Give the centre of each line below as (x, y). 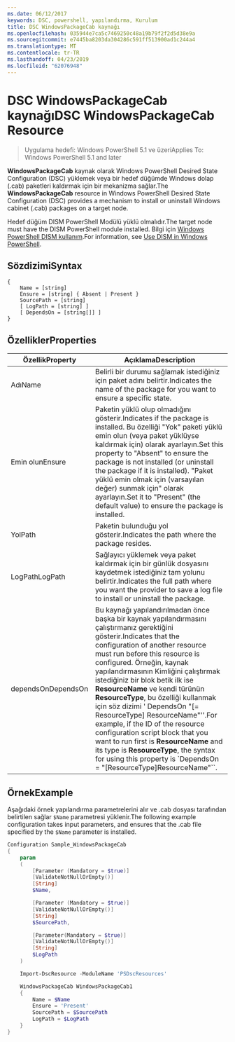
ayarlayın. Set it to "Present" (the (148, 497)
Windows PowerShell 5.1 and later (73, 157)
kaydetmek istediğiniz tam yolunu (150, 573)
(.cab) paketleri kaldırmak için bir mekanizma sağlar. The (88, 186)
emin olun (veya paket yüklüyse (147, 436)
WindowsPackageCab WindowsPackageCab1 (76, 986)
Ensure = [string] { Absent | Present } (79, 294)
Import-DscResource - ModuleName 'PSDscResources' (94, 974)
